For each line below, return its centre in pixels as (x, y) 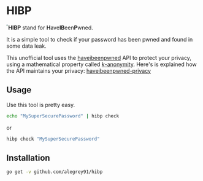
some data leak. (27, 46)
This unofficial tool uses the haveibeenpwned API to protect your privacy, (99, 57)
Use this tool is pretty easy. (41, 105)
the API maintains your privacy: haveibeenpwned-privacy (79, 70)
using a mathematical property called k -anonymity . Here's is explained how (102, 64)
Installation (28, 157)
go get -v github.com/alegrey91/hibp (55, 172)
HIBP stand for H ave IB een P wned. (51, 28)
